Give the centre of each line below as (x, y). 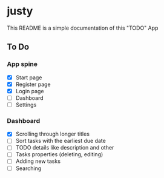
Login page (30, 91)
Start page (29, 77)
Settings (26, 105)
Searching (28, 168)
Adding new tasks (38, 161)
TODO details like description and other (65, 148)
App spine (22, 64)
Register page (33, 84)
